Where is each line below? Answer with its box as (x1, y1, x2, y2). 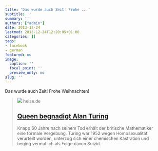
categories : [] (5, 34, 36, 39)
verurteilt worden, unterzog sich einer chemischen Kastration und (17, 135, 149, 141)
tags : (5, 39, 16, 44)
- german (5, 48, 23, 52)
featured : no (5, 52, 32, 57)
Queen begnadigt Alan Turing (17, 112, 109, 120)
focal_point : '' (9, 66, 42, 71)
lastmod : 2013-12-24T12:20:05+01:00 (5, 30, 79, 34)
